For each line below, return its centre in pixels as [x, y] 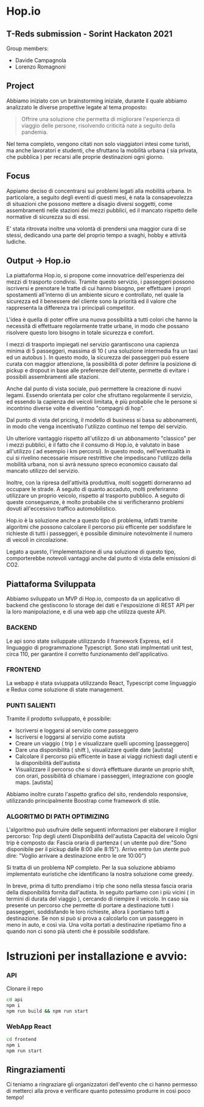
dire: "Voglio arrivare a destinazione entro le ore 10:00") [76, 856]
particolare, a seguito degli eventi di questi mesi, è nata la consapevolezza [100, 197]
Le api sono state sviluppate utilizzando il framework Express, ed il [90, 641]
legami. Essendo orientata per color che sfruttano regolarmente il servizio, [100, 395]
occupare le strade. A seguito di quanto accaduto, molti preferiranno [92, 489]
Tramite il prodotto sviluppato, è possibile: [59, 718]
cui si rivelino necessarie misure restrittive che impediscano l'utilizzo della [99, 458]
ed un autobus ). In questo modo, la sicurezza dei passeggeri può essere [98, 357]
